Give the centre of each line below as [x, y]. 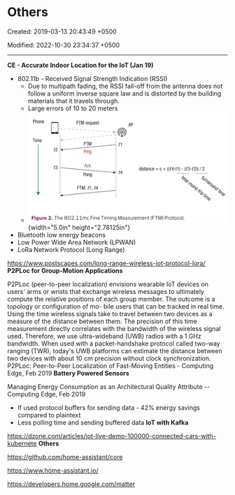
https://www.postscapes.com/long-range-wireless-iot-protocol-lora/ [106, 263]
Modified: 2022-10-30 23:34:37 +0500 [64, 45]
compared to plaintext [49, 415]
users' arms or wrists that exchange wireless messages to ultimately [106, 292]
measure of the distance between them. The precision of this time [102, 321]
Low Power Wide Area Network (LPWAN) [77, 242]
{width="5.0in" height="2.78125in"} [79, 228]
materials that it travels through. [74, 101]
